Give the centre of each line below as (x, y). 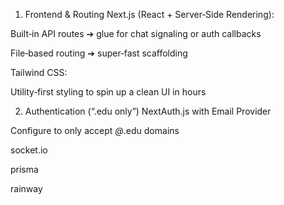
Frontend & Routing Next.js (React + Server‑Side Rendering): (149, 14)
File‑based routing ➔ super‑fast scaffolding (99, 53)
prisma (24, 169)
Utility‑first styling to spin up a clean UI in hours (108, 92)
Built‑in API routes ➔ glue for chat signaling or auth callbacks (136, 33)
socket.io (29, 150)
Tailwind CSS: (39, 72)
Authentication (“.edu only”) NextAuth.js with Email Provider (148, 111)
